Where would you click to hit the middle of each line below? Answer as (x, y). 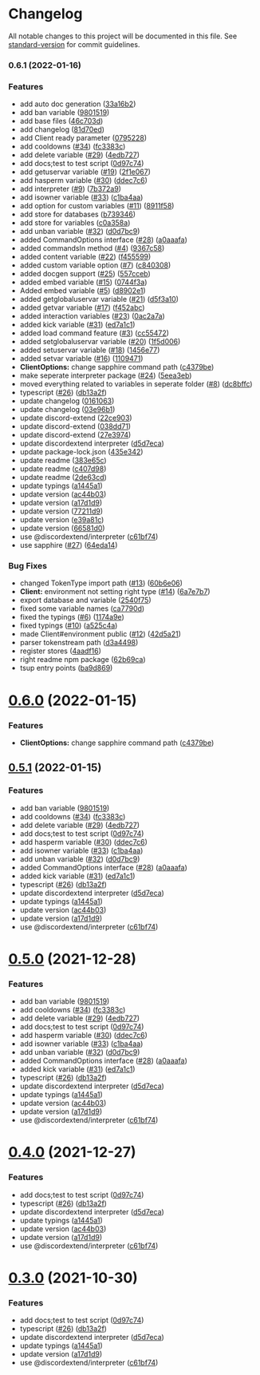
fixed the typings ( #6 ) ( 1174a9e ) (72, 617)
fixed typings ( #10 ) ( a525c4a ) (69, 626)
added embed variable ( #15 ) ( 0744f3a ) (83, 282)
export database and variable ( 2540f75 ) (85, 600)
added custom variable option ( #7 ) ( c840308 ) (95, 265)
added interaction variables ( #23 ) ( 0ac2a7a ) (92, 316)
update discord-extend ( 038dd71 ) (75, 426)
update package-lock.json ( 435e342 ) (81, 452)
